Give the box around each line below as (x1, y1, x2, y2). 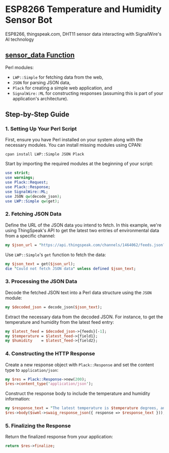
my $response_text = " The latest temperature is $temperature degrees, (5, 406, 158, 411)
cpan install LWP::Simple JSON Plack (5, 152, 84, 157)
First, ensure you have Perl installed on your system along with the (5, 137, 143, 143)
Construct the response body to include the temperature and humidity (5, 390, 150, 397)
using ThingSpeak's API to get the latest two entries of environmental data (5, 227, 159, 233)
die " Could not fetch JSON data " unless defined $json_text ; (5, 266, 136, 271)
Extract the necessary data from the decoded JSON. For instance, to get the (5, 314, 163, 320)
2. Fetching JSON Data (5, 210, 62, 217)
